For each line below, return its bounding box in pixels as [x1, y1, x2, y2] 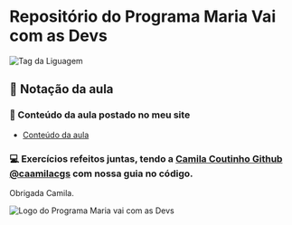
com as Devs [9, 25, 108, 46]
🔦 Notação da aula [9, 81, 114, 97]
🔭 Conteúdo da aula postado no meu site [9, 108, 191, 121]
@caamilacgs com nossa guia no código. [9, 167, 193, 180]
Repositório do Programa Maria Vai [9, 6, 277, 27]
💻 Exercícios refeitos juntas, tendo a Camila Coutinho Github [9, 152, 283, 164]
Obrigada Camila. [9, 187, 74, 198]
